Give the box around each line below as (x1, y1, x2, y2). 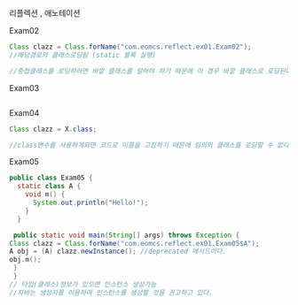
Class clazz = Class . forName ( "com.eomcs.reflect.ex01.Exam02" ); (9, 42, 252, 51)
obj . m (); (9, 255, 42, 264)
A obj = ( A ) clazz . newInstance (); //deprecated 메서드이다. (9, 247, 227, 256)
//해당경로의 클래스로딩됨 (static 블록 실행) (9, 50, 157, 59)
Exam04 (9, 107, 40, 118)
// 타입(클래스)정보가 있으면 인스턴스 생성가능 (9, 279, 157, 289)
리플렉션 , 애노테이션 (9, 8, 81, 18)
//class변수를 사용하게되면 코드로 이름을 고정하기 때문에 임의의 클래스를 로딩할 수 (9, 141, 273, 149)
